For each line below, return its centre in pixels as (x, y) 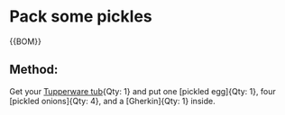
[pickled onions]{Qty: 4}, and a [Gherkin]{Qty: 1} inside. (112, 101)
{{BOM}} (26, 41)
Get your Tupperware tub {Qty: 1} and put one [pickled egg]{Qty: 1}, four (143, 91)
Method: (34, 70)
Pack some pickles (81, 17)
